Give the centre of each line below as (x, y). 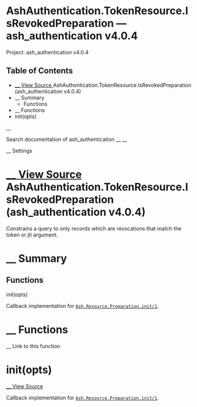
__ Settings (19, 150)
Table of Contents (40, 71)
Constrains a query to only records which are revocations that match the (94, 228)
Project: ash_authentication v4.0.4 (48, 52)
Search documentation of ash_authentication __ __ (67, 139)
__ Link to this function (33, 346)
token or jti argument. (32, 235)
